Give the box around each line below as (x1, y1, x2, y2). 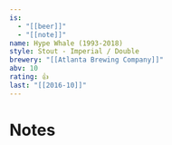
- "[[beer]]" (17, 22, 67, 31)
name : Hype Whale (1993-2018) (9, 38, 124, 48)
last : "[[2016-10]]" (9, 81, 88, 90)
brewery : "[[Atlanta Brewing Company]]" (9, 55, 165, 64)
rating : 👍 (9, 72, 50, 82)
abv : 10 (9, 64, 39, 73)
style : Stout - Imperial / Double (9, 47, 140, 56)
